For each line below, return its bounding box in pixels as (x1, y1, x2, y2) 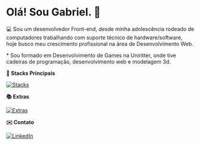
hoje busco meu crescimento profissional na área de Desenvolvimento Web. (6, 40, 194, 47)
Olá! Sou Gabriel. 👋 (6, 5, 101, 19)
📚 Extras (6, 93, 30, 100)
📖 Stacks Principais (6, 70, 56, 77)
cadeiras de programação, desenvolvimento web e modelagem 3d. (6, 58, 171, 65)
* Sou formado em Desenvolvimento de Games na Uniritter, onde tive (6, 52, 176, 59)
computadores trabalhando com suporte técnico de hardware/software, (6, 34, 183, 41)
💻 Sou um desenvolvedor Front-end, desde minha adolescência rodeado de (6, 25, 195, 32)
